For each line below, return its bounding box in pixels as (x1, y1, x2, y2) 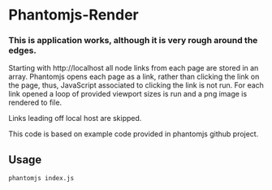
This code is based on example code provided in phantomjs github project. (8, 129, 259, 139)
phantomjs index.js (8, 175, 75, 183)
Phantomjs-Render (8, 6, 140, 24)
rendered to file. (8, 97, 63, 107)
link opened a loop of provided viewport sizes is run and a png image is (8, 89, 248, 99)
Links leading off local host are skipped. (8, 114, 142, 123)
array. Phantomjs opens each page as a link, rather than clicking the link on (8, 71, 260, 82)
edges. (8, 45, 37, 56)
